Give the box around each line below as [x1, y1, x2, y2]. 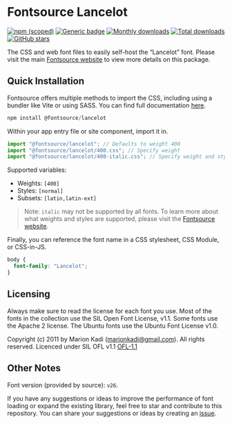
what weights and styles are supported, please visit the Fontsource [23, 215, 215, 223]
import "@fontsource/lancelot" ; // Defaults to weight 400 [7, 140, 181, 148]
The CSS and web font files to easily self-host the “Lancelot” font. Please [7, 48, 215, 56]
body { [7, 256, 26, 263]
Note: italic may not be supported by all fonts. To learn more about [23, 207, 219, 215]
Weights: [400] [17, 179, 60, 188]
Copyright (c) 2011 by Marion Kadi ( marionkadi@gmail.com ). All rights [7, 335, 205, 343]
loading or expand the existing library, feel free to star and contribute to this [7, 401, 222, 409]
